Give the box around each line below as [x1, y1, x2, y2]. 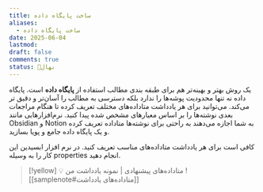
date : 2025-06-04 [9, 33, 67, 42]
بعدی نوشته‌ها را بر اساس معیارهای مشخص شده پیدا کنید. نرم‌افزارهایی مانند [9, 110, 234, 119]
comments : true [9, 56, 59, 64]
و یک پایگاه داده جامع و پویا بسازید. [9, 126, 110, 136]
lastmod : [9, 41, 38, 49]
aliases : [9, 19, 38, 27]
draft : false [9, 48, 52, 56]
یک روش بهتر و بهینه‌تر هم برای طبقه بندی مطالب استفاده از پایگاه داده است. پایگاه [9, 85, 252, 94]
